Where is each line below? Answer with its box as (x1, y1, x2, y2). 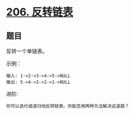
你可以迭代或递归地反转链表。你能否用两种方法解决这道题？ (6, 103, 129, 109)
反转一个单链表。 (6, 48, 48, 54)
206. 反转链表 (6, 5, 73, 19)
